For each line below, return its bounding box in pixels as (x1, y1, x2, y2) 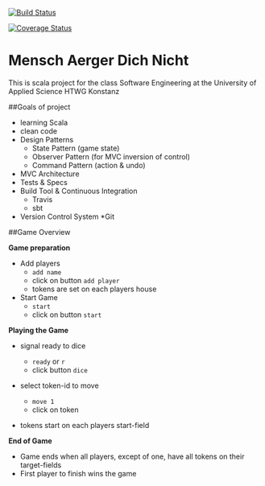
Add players (19, 258, 60, 268)
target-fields (19, 459, 62, 470)
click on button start (31, 310, 102, 319)
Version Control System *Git (19, 212, 115, 221)
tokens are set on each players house (31, 284, 157, 294)
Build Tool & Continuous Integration (19, 186, 138, 196)
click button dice (31, 364, 89, 374)
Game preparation (8, 242, 71, 253)
